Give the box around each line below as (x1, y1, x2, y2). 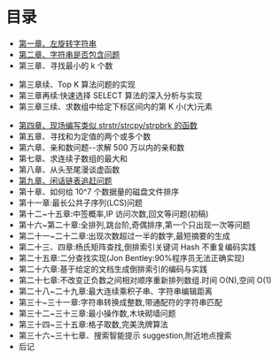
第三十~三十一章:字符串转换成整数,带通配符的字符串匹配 (18, 296, 223, 307)
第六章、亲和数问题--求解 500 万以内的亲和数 (18, 142, 185, 152)
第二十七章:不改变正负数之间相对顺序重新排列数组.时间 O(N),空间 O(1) (18, 274, 272, 285)
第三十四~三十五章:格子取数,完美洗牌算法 (18, 318, 169, 329)
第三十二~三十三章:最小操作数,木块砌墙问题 (18, 308, 176, 318)
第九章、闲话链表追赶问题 (18, 175, 113, 186)
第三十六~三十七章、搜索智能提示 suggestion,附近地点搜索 (18, 330, 233, 341)
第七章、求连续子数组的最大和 (18, 153, 128, 164)
